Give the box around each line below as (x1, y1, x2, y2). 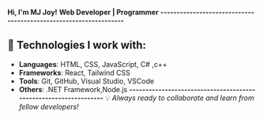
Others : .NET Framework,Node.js (18, 84, 128, 94)
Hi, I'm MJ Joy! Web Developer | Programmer (7, 8, 159, 17)
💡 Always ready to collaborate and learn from (105, 93, 254, 102)
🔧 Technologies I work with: (7, 39, 147, 52)
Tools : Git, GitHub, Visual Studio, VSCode (18, 76, 155, 86)
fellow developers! (18, 102, 80, 111)
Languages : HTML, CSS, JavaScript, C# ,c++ (18, 59, 167, 69)
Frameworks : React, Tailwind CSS (18, 68, 131, 77)
